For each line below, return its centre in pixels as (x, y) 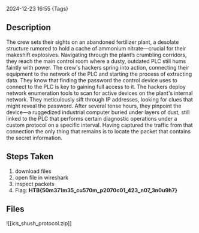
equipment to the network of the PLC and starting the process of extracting (99, 74)
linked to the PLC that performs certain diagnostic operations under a (92, 118)
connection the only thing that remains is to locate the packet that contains (99, 131)
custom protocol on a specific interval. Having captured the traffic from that (99, 125)
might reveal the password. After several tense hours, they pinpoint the (94, 106)
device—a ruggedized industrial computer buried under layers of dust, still (98, 112)
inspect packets (35, 184)
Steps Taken (30, 156)
